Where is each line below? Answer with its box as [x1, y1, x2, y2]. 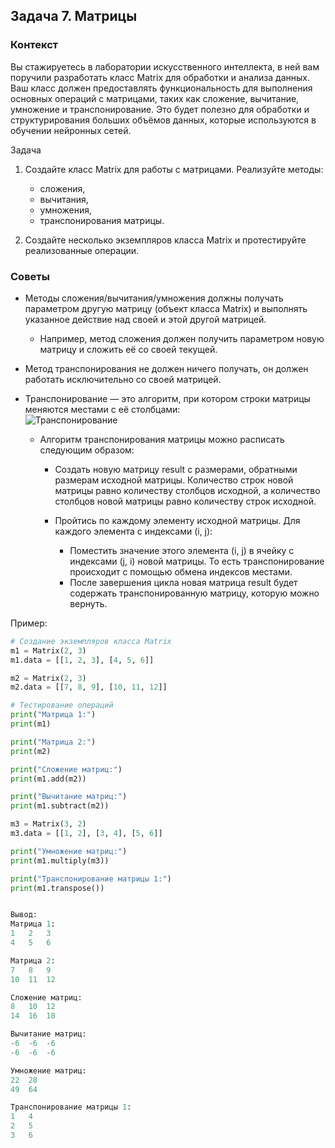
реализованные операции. [24, 244, 140, 256]
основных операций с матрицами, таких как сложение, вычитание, [10, 92, 300, 104]
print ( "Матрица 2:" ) [10, 737, 97, 747]
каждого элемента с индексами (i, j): [54, 525, 213, 537]
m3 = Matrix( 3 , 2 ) [10, 819, 87, 829]
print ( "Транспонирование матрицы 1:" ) [10, 874, 172, 884]
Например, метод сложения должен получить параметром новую [39, 332, 325, 344]
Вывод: [10, 910, 38, 920]
